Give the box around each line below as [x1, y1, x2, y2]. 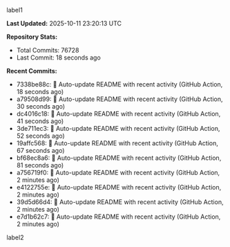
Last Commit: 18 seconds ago [16, 53, 101, 62]
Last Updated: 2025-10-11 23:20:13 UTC [6, 19, 122, 27]
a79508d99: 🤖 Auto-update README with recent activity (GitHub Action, [16, 95, 223, 103]
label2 [6, 233, 24, 241]
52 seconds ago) [16, 131, 65, 140]
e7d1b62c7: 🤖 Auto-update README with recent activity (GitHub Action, [16, 212, 221, 221]
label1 [6, 6, 23, 14]
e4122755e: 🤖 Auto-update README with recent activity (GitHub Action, [16, 183, 222, 191]
